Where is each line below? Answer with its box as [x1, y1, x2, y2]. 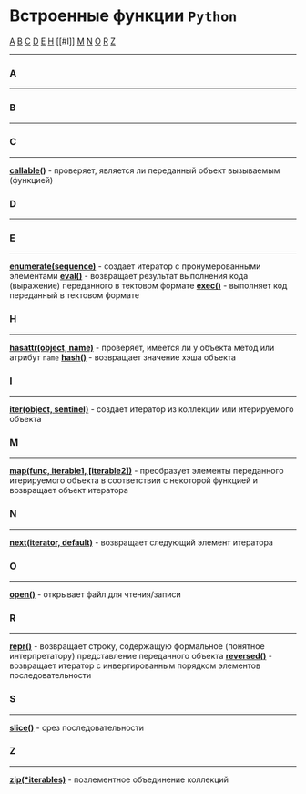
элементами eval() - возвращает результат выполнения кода [9, 271, 249, 282]
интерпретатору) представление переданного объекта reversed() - [9, 651, 273, 662]
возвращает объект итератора [9, 485, 129, 496]
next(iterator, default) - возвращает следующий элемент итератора [9, 537, 273, 548]
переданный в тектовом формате [9, 290, 139, 301]
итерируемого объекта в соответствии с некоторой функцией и [9, 475, 258, 486]
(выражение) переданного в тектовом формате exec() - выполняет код [9, 280, 288, 292]
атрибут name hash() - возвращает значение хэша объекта [9, 352, 237, 363]
